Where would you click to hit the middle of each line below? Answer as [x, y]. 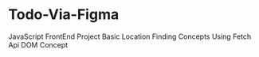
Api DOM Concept [38, 44]
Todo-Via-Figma [64, 15]
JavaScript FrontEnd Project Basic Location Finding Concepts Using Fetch [130, 36]
